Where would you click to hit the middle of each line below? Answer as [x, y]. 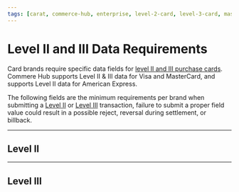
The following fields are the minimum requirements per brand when [106, 97]
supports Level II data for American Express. [72, 84]
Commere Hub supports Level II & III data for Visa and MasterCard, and [111, 76]
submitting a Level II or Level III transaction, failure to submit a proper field [116, 105]
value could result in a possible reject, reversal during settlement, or [107, 112]
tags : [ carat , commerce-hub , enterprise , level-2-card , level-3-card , [114, 14]
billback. [20, 120]
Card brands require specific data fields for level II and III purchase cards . [115, 69]
